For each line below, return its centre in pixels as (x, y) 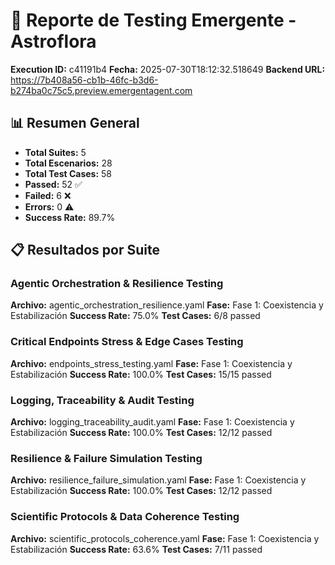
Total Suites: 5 (55, 152)
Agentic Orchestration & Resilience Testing (117, 284)
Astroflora (53, 41)
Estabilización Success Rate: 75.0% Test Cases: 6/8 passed (135, 316)
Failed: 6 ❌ (48, 195)
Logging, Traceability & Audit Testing (102, 400)
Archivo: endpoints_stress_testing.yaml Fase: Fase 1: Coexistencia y (151, 363)
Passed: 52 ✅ (53, 184)
